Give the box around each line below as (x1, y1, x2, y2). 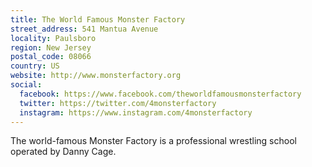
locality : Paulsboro (10, 33, 97, 43)
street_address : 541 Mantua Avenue (10, 24, 159, 34)
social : (10, 80, 43, 90)
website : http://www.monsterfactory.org (10, 71, 182, 81)
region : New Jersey (10, 42, 92, 53)
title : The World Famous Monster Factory (10, 14, 186, 25)
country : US (10, 61, 60, 71)
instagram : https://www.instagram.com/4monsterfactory (19, 107, 253, 118)
